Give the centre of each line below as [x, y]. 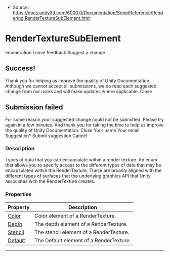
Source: [21, 7]
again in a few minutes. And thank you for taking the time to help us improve [84, 125]
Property [19, 207]
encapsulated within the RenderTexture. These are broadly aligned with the [83, 170]
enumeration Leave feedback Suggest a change [55, 52]
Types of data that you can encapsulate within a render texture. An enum [81, 159]
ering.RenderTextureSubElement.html [52, 18]
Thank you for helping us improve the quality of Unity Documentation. [78, 80]
